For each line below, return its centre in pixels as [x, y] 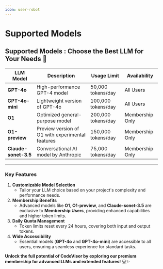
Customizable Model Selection [44, 185]
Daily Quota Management [38, 221]
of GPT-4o [49, 107]
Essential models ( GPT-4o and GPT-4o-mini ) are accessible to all [85, 241]
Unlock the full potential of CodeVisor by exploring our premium [71, 256]
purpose [46, 121]
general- [72, 114]
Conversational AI [57, 148]
